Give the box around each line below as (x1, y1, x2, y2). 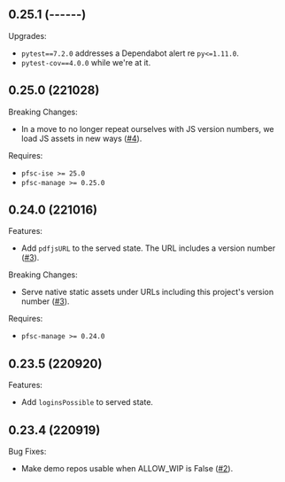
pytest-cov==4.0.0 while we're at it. (20, 57, 151, 67)
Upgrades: (8, 30, 47, 41)
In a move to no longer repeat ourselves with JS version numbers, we (20, 123, 275, 134)
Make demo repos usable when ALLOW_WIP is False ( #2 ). (20, 463, 234, 474)
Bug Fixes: (8, 447, 47, 457)
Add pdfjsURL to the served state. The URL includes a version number (20, 243, 276, 253)
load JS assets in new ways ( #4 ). (20, 133, 142, 144)
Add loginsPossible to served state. (20, 397, 154, 408)
